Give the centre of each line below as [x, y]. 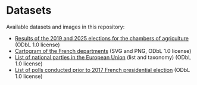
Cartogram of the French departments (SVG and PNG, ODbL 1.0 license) [103, 51]
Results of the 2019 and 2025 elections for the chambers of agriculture [102, 38]
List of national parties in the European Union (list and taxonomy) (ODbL [103, 57]
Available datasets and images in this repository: [65, 27]
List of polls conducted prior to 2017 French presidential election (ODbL [102, 70]
